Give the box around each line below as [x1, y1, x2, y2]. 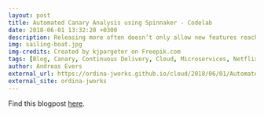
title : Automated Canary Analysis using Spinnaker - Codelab [8, 19, 213, 27]
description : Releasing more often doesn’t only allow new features [8, 33, 237, 42]
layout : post [8, 11, 51, 20]
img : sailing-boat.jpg [8, 41, 82, 49]
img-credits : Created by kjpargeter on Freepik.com [8, 48, 181, 56]
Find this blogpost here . [8, 99, 85, 108]
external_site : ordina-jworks [8, 77, 108, 85]
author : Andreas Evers [8, 63, 82, 71]
